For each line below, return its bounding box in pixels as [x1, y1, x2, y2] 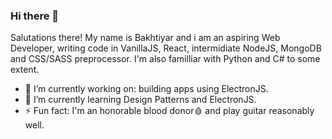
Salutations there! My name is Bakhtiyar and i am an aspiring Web [10, 32, 281, 44]
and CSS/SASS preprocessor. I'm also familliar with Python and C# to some [10, 53, 321, 65]
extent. [10, 64, 40, 76]
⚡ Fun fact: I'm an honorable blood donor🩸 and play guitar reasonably [24, 105, 315, 117]
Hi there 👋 [10, 9, 60, 23]
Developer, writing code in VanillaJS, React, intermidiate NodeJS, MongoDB [10, 42, 322, 54]
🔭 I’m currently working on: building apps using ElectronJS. [24, 83, 269, 95]
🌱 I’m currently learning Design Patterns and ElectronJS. [24, 94, 257, 106]
